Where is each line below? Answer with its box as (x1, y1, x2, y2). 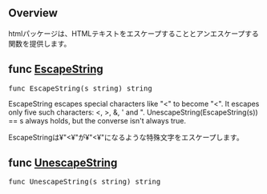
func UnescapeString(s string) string (8, 177, 161, 187)
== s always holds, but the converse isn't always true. (8, 115, 187, 125)
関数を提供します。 (8, 38, 71, 48)
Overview (8, 6, 59, 20)
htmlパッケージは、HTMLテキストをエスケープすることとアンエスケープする (8, 28, 259, 38)
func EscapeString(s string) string (8, 83, 152, 93)
